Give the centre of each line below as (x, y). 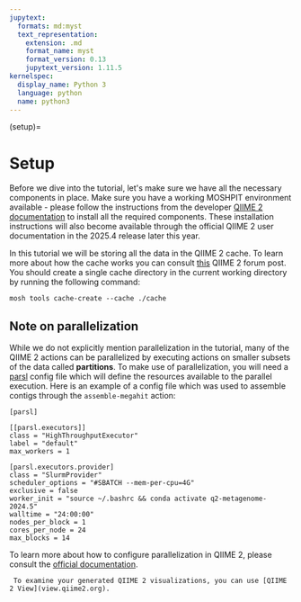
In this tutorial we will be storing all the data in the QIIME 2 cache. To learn (146, 254)
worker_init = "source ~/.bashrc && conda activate (108, 499)
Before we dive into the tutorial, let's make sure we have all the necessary (146, 188)
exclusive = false (44, 491)
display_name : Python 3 (62, 85)
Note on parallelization (74, 326)
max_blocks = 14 (40, 538)
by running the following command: (75, 282)
